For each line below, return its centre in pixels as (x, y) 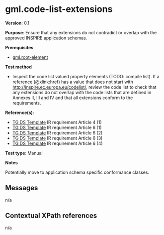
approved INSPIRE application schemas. (46, 38)
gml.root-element (30, 57)
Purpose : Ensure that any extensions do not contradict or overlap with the (81, 32)
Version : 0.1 (17, 23)
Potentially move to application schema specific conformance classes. (77, 172)
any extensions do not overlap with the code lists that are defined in (82, 92)
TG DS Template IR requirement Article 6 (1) (57, 127)
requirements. (27, 103)
